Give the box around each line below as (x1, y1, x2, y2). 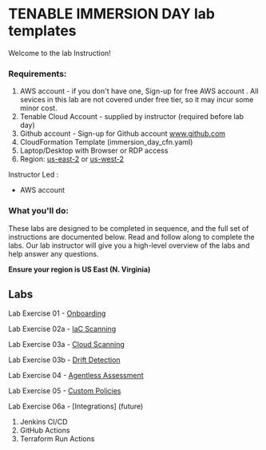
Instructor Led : (8, 169, 59, 180)
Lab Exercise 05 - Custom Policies (8, 386, 121, 396)
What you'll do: (8, 205, 69, 217)
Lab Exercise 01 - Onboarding (8, 309, 106, 318)
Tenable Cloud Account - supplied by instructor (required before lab (19, 112, 244, 121)
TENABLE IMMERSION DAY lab (8, 5, 216, 23)
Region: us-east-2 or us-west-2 (19, 154, 125, 164)
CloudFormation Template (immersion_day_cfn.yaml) (19, 137, 193, 147)
